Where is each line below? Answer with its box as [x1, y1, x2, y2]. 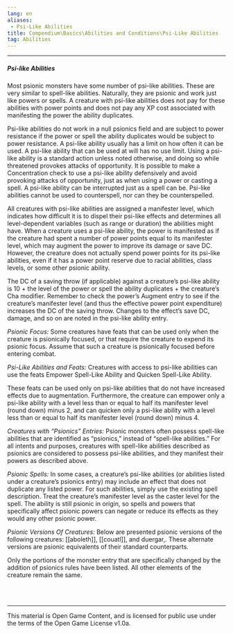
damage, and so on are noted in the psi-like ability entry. [7, 314, 169, 323]
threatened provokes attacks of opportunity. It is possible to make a [7, 161, 200, 170]
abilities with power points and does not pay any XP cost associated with [7, 104, 216, 112]
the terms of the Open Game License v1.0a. [7, 619, 131, 628]
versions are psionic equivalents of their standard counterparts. [7, 543, 189, 551]
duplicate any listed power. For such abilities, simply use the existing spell [7, 485, 218, 494]
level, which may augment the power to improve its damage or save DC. [7, 241, 213, 250]
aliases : [7, 17, 33, 24]
